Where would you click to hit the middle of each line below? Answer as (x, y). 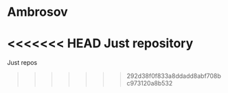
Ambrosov (38, 12)
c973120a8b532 (150, 83)
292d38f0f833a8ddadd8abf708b (174, 76)
